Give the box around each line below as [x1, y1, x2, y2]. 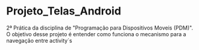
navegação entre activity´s [6, 37, 72, 44]
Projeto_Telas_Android [6, 4, 122, 18]
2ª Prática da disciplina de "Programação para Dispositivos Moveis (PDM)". [6, 24, 194, 31]
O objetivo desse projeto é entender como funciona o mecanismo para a [6, 30, 186, 37]
